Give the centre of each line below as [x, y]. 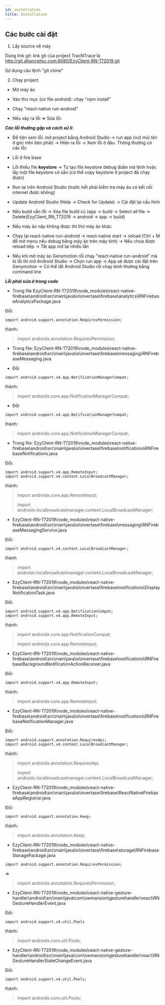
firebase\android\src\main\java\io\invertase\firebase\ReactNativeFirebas [85, 793]
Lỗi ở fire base [27, 158]
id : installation [23, 10]
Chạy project [25, 80]
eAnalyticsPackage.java [36, 301]
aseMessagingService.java [40, 530]
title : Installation [26, 14]
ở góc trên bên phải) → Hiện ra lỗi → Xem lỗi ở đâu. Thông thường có [82, 143]
